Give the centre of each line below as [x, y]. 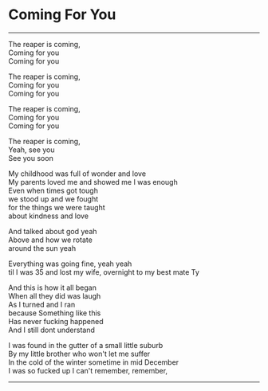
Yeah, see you [32, 150]
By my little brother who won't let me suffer [79, 354]
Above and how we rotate [51, 240]
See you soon [31, 158]
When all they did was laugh [55, 295]
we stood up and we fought [53, 199]
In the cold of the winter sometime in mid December [94, 362]
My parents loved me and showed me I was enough [93, 182]
